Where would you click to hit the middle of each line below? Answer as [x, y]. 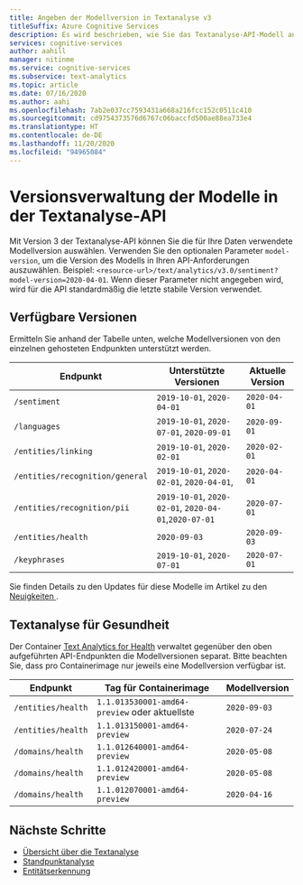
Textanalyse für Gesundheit [89, 624]
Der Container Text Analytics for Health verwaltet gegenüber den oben [141, 647]
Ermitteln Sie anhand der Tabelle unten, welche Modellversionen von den [145, 339]
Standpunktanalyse [58, 862]
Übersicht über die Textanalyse [81, 852]
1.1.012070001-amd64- [142, 790]
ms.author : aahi [40, 102]
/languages [37, 427]
